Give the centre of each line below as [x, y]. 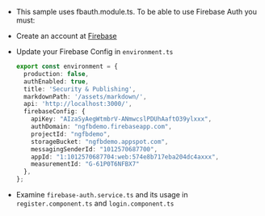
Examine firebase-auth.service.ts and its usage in [102, 195]
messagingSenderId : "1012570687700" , [95, 149]
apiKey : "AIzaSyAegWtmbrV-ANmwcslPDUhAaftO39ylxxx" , [122, 119]
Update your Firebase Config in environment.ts [95, 51]
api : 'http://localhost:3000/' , [78, 104]
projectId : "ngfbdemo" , [71, 134]
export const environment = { [67, 66]
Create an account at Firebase [66, 36]
